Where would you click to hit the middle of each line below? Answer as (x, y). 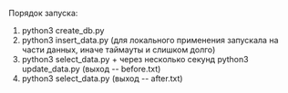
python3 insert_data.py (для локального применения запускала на (150, 40)
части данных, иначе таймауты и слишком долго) (118, 50)
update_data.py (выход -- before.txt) (91, 69)
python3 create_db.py (63, 30)
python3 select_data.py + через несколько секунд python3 (135, 59)
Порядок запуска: (43, 13)
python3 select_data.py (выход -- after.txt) (102, 79)
